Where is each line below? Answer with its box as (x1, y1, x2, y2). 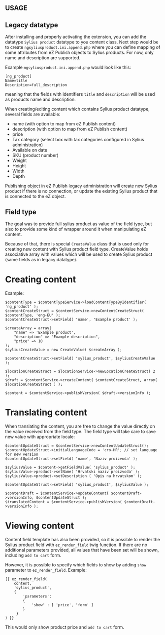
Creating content (5, 274, 76, 285)
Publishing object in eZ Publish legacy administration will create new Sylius (5, 183, 158, 189)
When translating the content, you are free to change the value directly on (5, 423, 155, 429)
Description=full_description (5, 82, 67, 88)
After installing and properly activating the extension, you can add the (5, 34, 147, 40)
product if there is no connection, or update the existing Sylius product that (5, 188, 158, 194)
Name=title (5, 79, 28, 83)
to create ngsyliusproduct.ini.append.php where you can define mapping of (5, 44, 161, 50)
